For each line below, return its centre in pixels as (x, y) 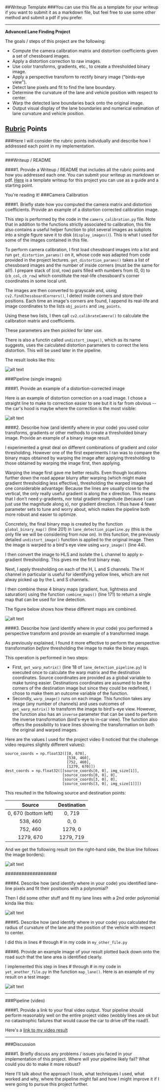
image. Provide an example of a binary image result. (58, 438)
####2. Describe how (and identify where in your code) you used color (77, 427)
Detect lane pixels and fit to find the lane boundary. (64, 87)
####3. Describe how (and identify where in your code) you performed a (79, 628)
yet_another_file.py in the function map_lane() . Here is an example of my (80, 972)
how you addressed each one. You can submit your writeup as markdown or (82, 175)
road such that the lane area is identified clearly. (54, 957)
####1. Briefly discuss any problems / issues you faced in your (69, 1054)
